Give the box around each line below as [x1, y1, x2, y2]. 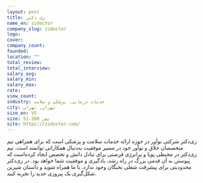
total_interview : [7, 65, 51, 71]
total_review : [7, 59, 43, 65]
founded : [7, 48, 29, 54]
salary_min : [7, 76, 37, 82]
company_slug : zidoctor [7, 25, 67, 32]
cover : [7, 37, 24, 43]
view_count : [7, 93, 37, 99]
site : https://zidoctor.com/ [7, 121, 80, 127]
